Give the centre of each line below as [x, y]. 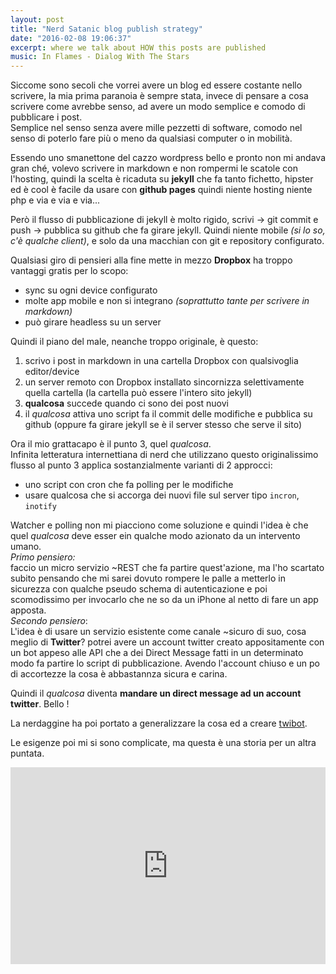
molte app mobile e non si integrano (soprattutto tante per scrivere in [167, 301]
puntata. [27, 753]
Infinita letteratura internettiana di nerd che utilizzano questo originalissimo [164, 455]
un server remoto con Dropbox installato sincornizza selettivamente [164, 382]
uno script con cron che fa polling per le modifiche [129, 485]
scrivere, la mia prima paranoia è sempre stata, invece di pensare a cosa [159, 96]
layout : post [37, 19]
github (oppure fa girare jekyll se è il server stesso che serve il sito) [163, 425]
